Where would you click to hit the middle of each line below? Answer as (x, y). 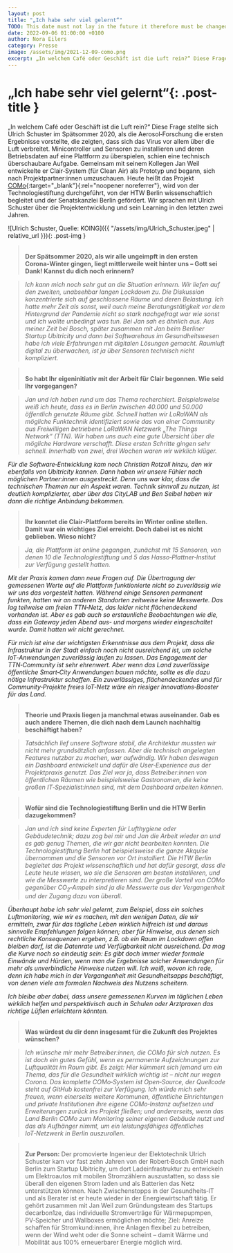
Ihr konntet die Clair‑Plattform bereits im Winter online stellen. (116, 521)
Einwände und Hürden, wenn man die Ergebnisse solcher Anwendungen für (116, 961)
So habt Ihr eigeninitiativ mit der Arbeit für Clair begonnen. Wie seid (124, 378)
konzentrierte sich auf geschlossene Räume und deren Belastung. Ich (124, 299)
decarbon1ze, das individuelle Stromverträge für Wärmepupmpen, (119, 1213)
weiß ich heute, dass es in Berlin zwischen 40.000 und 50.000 (114, 407)
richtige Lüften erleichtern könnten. (58, 1011)
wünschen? (42, 1039)
